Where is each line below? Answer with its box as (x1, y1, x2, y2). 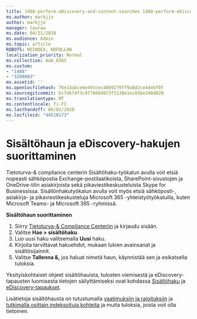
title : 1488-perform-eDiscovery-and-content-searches (6, 8, 141, 15)
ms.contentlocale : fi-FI (6, 101, 67, 107)
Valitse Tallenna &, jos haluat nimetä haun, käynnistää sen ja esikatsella (14, 254, 188, 261)
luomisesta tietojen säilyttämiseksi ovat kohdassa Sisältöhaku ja (31, 277, 186, 284)
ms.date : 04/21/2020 (6, 30, 57, 36)
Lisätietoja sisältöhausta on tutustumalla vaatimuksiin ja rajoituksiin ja (6, 295, 173, 302)
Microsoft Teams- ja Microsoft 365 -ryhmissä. (6, 200, 117, 207)
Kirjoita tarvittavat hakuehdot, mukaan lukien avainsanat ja (14, 241, 156, 249)
